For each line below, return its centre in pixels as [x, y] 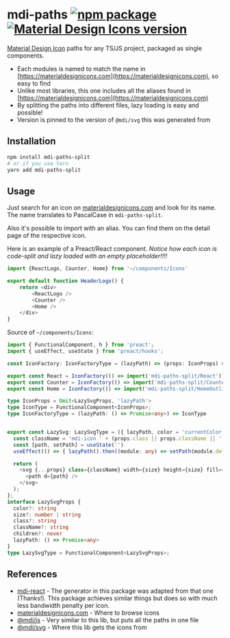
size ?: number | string [47, 515]
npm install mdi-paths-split [49, 157]
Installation [31, 142]
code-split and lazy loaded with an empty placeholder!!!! [87, 256]
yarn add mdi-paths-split [44, 170]
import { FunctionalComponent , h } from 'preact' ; [81, 345]
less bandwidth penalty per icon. [63, 605]
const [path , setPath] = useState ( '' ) [69, 445]
